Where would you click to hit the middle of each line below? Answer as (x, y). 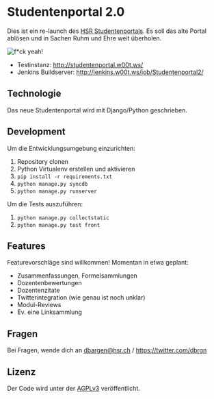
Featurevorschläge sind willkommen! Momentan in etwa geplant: (98, 263)
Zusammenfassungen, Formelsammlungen (77, 276)
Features (26, 246)
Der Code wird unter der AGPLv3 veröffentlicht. (73, 388)
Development (37, 132)
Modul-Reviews (39, 305)
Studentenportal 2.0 (66, 12)
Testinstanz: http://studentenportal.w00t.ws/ (80, 64)
